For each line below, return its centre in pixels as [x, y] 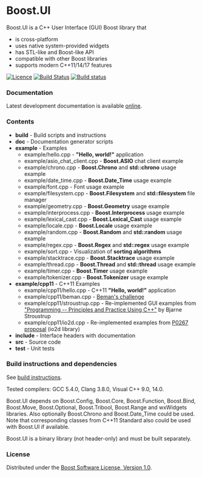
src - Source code [38, 342]
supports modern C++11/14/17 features [63, 65]
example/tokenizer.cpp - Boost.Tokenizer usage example [96, 277]
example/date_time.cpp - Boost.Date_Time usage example [98, 180]
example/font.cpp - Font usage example [74, 187]
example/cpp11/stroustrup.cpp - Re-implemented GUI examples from [110, 303]
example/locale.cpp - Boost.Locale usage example [88, 225]
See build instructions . [34, 377]
